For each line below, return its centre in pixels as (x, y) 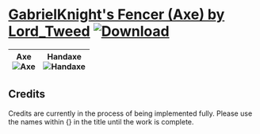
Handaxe (64, 56)
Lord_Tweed (49, 31)
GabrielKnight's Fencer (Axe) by (117, 15)
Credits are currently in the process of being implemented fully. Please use (130, 113)
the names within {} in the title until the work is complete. (101, 121)
